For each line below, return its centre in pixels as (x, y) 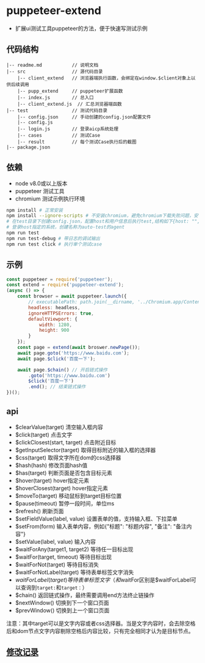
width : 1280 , (55, 324)
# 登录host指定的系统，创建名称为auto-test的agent (66, 227)
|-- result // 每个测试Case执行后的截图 (77, 142)
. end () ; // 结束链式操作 (57, 387)
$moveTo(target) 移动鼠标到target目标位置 (68, 496)
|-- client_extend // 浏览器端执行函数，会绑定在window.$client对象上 (104, 78)
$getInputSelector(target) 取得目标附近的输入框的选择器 (85, 450)
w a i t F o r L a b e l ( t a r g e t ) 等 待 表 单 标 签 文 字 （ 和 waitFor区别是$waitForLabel (103, 580)
